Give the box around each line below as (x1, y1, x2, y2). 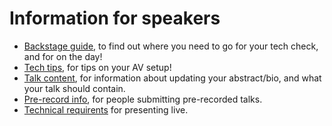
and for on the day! (23, 50, 103, 62)
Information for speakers (9, 7, 221, 30)
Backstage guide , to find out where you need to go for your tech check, (23, 40, 319, 52)
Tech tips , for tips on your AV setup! (23, 61, 172, 73)
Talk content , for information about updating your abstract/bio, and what (23, 72, 322, 84)
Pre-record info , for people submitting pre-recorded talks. (23, 93, 263, 105)
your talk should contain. (23, 82, 126, 94)
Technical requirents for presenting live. (23, 103, 189, 116)
